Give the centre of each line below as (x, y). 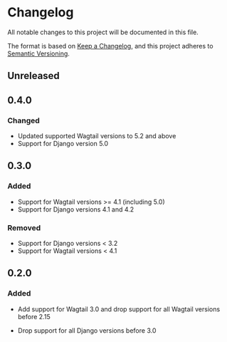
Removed (24, 227)
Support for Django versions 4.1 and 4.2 (76, 209)
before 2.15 (34, 316)
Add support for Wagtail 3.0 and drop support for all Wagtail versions (119, 309)
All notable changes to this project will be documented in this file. (103, 32)
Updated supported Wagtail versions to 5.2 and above (97, 136)
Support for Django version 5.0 (63, 144)
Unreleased (34, 76)
